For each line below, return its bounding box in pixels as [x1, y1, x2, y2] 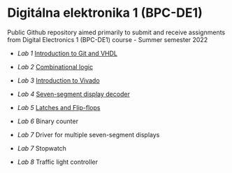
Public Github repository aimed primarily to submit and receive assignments [7, 28, 226, 36]
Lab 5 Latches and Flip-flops [17, 103, 101, 111]
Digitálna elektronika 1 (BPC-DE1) [7, 5, 203, 21]
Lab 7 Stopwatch [17, 144, 66, 152]
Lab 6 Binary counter [17, 117, 79, 125]
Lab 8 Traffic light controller [17, 158, 98, 166]
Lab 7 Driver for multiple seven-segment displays [17, 130, 160, 139]
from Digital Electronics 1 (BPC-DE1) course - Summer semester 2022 [7, 35, 208, 43]
